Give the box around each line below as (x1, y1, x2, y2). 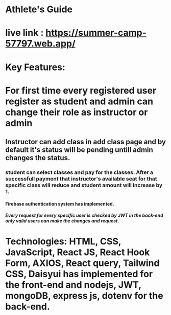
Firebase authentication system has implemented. (5, 200, 114, 207)
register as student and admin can (5, 96, 154, 107)
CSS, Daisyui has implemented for (5, 268, 153, 280)
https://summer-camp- (45, 27, 146, 39)
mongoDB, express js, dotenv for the (5, 290, 163, 302)
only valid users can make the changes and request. (5, 218, 119, 224)
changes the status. (5, 153, 70, 162)
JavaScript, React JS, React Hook (5, 246, 150, 258)
